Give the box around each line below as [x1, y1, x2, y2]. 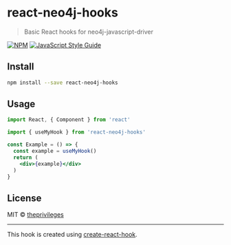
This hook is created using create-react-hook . [7, 231, 137, 239]
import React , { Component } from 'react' [7, 116, 131, 123]
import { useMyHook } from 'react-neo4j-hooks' [7, 129, 146, 136]
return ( [13, 153, 38, 161]
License [7, 192, 42, 204]
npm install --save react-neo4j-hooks [7, 79, 118, 86]
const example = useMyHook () [13, 148, 97, 155]
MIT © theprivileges [7, 211, 64, 219]
